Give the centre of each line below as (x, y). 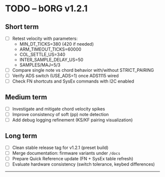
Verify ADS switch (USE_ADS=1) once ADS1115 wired (65, 76)
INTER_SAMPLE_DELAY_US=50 (51, 60)
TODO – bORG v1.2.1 (46, 9)
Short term (22, 27)
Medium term (26, 97)
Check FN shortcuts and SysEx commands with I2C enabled (73, 81)
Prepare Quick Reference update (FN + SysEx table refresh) (73, 159)
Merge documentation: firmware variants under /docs (66, 153)
